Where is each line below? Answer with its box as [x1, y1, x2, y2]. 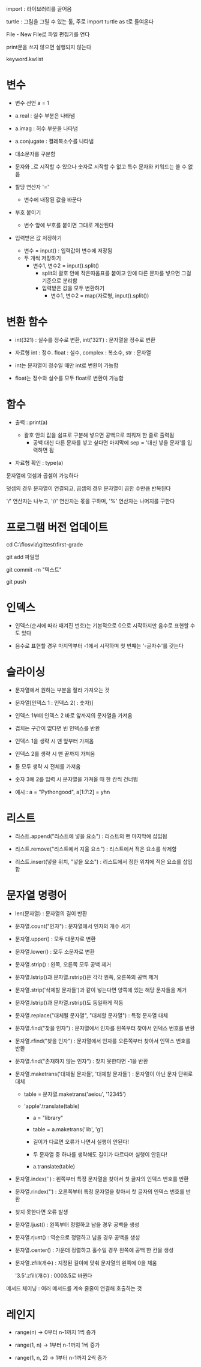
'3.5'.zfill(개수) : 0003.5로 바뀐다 [14, 1272, 92, 1279]
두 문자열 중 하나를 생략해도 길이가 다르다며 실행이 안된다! [32, 1150, 167, 1158]
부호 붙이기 [14, 209, 41, 216]
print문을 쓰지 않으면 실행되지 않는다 [6, 44, 92, 50]
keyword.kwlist [6, 56, 44, 62]
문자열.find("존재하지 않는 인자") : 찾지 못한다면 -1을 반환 [14, 1057, 148, 1065]
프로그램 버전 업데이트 [6, 521, 108, 534]
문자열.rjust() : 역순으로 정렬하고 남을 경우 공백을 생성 [14, 1233, 140, 1240]
